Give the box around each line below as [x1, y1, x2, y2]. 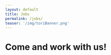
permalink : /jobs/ [5, 16, 43, 21]
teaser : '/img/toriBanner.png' [5, 20, 70, 26]
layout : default [5, 7, 38, 12]
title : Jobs [5, 12, 30, 17]
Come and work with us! [5, 42, 107, 53]
